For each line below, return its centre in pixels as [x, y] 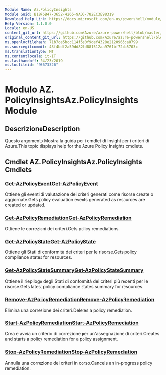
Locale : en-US [20, 28]
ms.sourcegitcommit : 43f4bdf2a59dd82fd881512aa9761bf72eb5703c [72, 47]
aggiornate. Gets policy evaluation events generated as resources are [75, 199]
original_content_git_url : [33, 38]
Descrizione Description [42, 129]
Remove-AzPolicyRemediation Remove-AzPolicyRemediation [80, 299]
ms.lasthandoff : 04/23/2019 [34, 61]
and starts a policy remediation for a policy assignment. [62, 339]
